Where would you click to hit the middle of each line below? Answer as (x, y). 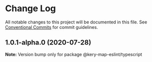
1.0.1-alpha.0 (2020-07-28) (48, 43)
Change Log (30, 9)
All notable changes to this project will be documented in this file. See (76, 22)
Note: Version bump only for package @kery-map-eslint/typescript (74, 54)
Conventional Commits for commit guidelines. (51, 27)
